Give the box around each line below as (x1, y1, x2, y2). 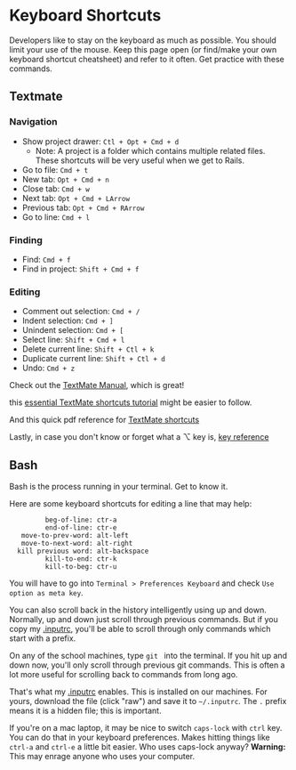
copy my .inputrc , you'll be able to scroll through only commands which (9, 624, 271, 635)
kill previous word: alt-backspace (17, 547, 149, 556)
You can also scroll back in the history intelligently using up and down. (9, 604, 267, 615)
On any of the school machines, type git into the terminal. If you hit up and (9, 651, 287, 661)
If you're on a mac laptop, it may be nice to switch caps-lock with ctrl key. (9, 723, 283, 734)
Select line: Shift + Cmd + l (21, 335, 125, 345)
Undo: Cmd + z (21, 362, 76, 374)
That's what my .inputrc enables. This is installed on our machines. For (9, 686, 268, 697)
